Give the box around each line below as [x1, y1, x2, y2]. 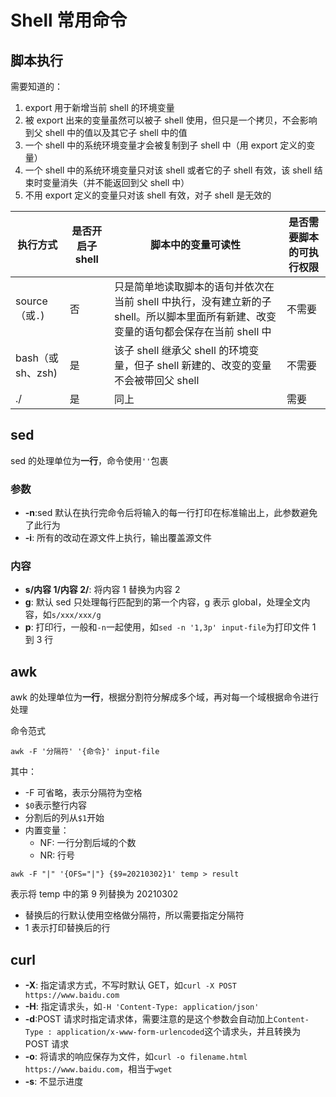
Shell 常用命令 [10, 9, 128, 32]
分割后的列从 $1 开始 [24, 812, 105, 824]
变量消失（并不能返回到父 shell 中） [42, 177, 190, 188]
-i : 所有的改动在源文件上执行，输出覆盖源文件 [24, 532, 213, 544]
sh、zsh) [15, 366, 58, 380]
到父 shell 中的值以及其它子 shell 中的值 [24, 127, 188, 138]
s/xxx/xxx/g [51, 611, 102, 621]
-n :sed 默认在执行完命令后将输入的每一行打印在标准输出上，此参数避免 [24, 507, 318, 519]
